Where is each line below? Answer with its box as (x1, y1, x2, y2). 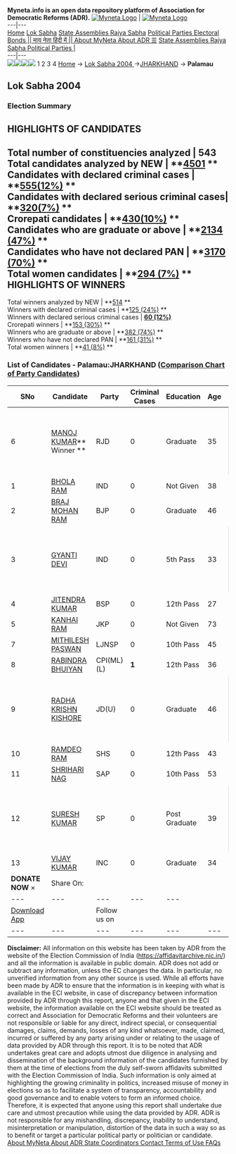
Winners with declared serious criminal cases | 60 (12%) (7, 313, 172, 321)
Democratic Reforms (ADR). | (7, 13, 141, 22)
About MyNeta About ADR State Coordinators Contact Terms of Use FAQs (7, 1138, 221, 1147)
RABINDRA (51, 655, 87, 665)
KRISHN (51, 704, 78, 714)
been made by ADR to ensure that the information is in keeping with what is (7, 981, 225, 989)
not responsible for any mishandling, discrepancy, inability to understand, (7, 1116, 220, 1124)
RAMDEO (51, 744, 82, 754)
